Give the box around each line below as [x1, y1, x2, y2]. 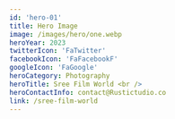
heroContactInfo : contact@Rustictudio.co [9, 88, 167, 97]
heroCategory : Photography [9, 72, 110, 81]
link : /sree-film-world [9, 96, 99, 106]
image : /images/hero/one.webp [9, 30, 123, 38]
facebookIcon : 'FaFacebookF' [9, 55, 118, 64]
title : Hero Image [9, 21, 78, 30]
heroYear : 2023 [9, 38, 66, 47]
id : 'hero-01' [9, 13, 63, 22]
